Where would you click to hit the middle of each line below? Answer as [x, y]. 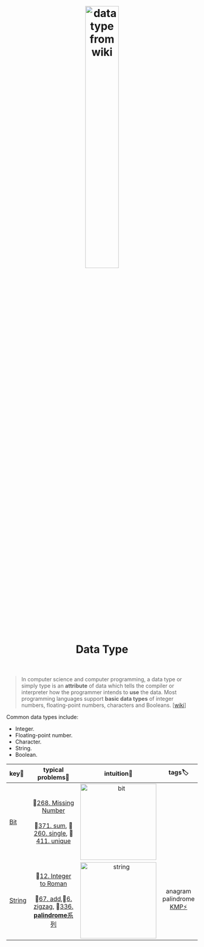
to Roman [53, 884]
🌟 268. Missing [53, 803]
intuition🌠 [118, 773]
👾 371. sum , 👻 [53, 826]
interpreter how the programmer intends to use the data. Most [99, 692]
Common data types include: [42, 717]
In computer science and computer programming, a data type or [101, 679]
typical [53, 770]
